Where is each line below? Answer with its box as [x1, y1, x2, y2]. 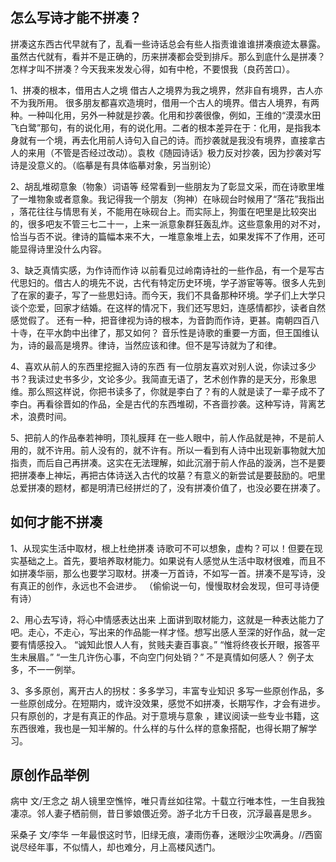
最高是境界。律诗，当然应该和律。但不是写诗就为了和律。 [44, 339, 282, 351]
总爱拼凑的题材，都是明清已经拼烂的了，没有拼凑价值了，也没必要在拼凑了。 [10, 481, 326, 493]
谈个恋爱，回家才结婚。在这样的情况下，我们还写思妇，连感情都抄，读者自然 [10, 301, 326, 313]
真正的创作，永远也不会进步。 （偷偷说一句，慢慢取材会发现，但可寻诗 [18, 579, 311, 592]
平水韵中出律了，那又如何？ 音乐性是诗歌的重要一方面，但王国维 [44, 326, 311, 338]
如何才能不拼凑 [10, 514, 103, 531]
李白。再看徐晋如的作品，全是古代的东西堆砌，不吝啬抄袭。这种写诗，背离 [10, 398, 317, 410]
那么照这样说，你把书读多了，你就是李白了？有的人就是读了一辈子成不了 [27, 385, 326, 397]
